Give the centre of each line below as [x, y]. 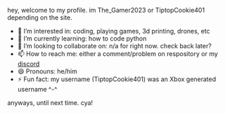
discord [28, 64]
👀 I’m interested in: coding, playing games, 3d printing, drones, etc [114, 31]
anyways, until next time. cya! [50, 103]
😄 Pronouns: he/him [47, 71]
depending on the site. [40, 17]
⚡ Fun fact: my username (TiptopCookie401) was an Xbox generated [117, 79]
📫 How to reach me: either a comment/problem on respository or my [117, 54]
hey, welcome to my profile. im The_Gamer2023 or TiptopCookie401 [106, 10]
